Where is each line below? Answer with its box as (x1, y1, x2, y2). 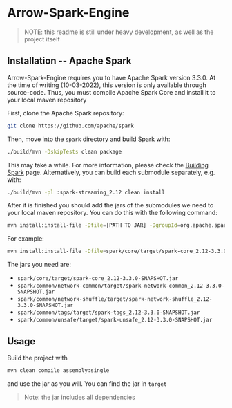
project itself (23, 35, 60, 43)
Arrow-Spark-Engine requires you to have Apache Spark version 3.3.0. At (7, 73, 216, 82)
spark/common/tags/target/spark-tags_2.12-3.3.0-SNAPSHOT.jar (17, 309, 200, 316)
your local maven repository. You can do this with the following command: (7, 209, 217, 217)
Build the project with (7, 353, 68, 362)
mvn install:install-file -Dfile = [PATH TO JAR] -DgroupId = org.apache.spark (7, 222, 230, 229)
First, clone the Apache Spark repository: (7, 109, 124, 117)
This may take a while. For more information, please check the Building (7, 160, 209, 169)
